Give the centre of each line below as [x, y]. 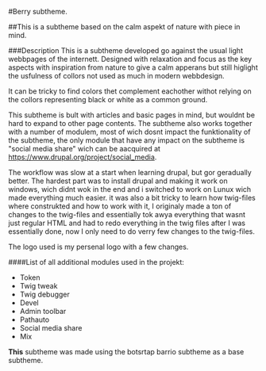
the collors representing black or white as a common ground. [108, 99]
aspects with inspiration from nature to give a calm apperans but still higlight [133, 67]
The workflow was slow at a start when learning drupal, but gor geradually [130, 172]
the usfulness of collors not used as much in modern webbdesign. [116, 76]
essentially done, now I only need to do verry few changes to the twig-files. [132, 231]
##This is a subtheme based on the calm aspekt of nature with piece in [124, 27]
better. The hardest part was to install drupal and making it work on [118, 181]
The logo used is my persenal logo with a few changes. [98, 247]
